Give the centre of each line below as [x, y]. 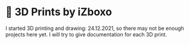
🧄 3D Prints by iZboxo [59, 12]
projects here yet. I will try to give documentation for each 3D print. [86, 34]
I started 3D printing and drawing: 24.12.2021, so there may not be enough [95, 28]
